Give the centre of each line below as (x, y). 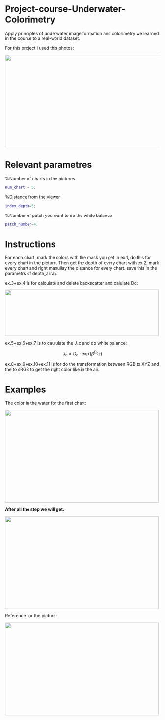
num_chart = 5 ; (21, 187)
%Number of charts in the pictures (40, 178)
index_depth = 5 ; (21, 206)
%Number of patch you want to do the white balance (59, 215)
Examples (26, 389)
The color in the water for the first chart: (46, 403)
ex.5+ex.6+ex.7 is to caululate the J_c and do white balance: (66, 343)
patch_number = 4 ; (22, 224)
